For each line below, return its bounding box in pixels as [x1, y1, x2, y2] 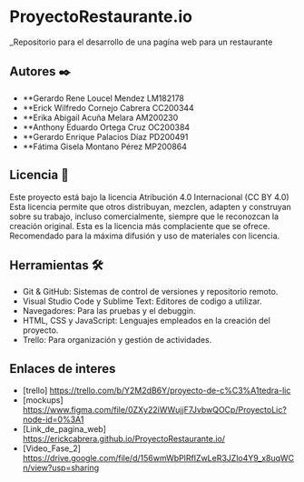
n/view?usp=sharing [22, 462, 100, 474]
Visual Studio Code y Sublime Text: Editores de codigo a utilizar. [22, 296, 262, 306]
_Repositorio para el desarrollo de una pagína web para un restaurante [9, 36, 273, 47]
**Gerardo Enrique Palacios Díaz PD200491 [22, 131, 189, 142]
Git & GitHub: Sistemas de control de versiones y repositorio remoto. [22, 286, 279, 297]
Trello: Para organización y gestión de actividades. [22, 335, 212, 346]
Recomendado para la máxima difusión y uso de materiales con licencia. [9, 230, 280, 241]
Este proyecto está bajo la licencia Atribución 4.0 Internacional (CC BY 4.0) [9, 191, 289, 202]
